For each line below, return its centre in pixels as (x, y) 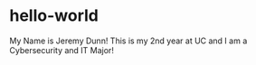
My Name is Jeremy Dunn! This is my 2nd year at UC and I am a (128, 41)
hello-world (54, 16)
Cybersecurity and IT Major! (62, 50)
